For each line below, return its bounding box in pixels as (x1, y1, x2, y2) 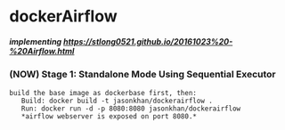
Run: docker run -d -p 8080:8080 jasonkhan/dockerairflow (20, 104, 241, 113)
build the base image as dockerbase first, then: (9, 88, 198, 97)
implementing (9, 36, 62, 46)
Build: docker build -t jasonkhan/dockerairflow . (20, 96, 214, 105)
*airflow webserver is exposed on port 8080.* (20, 111, 198, 121)
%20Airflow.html (9, 45, 75, 56)
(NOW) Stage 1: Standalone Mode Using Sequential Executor (9, 69, 276, 81)
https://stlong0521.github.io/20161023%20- (63, 36, 233, 46)
